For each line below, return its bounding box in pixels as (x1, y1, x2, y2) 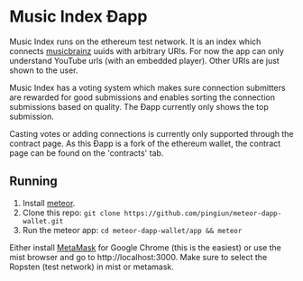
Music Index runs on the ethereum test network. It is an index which (9, 36, 262, 47)
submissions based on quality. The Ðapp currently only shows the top (9, 101, 269, 112)
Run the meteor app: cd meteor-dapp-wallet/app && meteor (22, 224, 243, 235)
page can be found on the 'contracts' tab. (9, 147, 164, 159)
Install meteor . (22, 197, 76, 208)
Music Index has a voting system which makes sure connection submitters (9, 82, 286, 93)
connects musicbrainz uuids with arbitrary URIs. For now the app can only (9, 45, 284, 56)
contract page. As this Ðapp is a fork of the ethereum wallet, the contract (9, 138, 281, 149)
